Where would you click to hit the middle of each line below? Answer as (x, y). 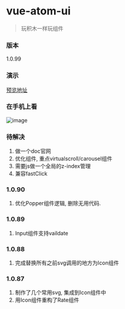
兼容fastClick (31, 174)
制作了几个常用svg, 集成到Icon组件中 (60, 293)
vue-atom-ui (38, 11)
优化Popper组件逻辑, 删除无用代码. (58, 203)
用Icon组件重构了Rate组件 (47, 300)
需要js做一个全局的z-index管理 (53, 166)
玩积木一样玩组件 (42, 28)
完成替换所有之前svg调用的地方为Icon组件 (67, 263)
